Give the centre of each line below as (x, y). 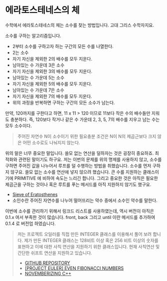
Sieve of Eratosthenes (35, 194)
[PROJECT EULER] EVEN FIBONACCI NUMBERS (74, 268)
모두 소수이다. (19, 125)
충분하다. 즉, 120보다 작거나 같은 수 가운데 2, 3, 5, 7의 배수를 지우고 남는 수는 (85, 119)
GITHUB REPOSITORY (48, 262)
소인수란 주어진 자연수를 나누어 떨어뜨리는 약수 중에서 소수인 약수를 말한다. (85, 200)
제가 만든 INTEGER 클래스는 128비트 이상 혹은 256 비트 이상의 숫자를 (91, 240)
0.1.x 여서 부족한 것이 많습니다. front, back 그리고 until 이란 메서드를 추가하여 (80, 217)
